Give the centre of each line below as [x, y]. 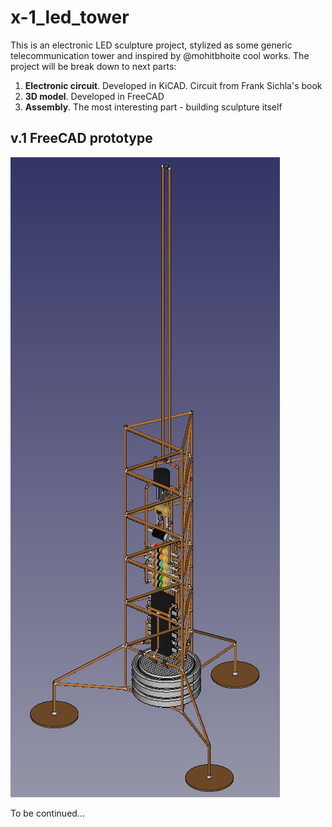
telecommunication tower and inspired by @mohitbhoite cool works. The [160, 55]
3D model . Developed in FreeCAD [94, 96]
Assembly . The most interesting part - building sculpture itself [153, 107]
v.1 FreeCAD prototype [81, 138]
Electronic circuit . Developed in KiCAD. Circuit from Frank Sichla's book [173, 85]
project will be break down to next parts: [93, 66]
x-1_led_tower [70, 17]
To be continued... [47, 813]
